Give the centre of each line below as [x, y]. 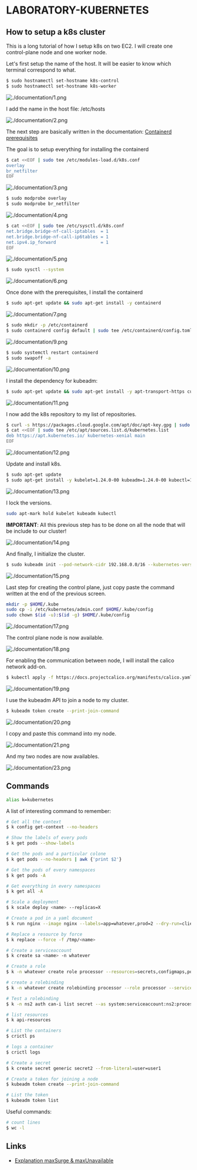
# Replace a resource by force [44, 934]
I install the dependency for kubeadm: [52, 380]
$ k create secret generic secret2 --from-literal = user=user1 [84, 1068]
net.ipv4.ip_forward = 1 [57, 242]
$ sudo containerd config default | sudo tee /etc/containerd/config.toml [99, 330]
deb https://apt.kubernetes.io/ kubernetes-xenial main [76, 436]
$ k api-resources [28, 1020]
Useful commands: [29, 1112]
